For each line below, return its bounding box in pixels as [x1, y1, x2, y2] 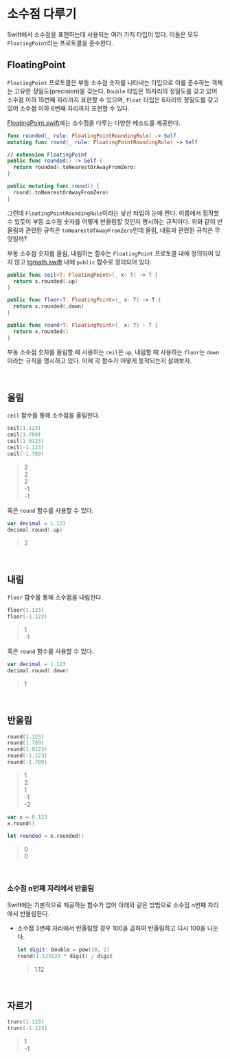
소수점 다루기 [7, 6, 77, 22]
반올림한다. [19, 909, 50, 918]
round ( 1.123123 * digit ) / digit [16, 953, 113, 959]
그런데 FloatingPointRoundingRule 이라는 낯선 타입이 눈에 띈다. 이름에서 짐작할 [7, 209, 220, 217]
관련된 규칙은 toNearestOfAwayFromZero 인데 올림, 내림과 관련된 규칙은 [25, 226, 214, 234]
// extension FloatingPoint [7, 151, 88, 158]
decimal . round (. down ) [7, 667, 69, 674]
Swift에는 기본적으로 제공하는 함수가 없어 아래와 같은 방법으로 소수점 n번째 [7, 900, 207, 909]
